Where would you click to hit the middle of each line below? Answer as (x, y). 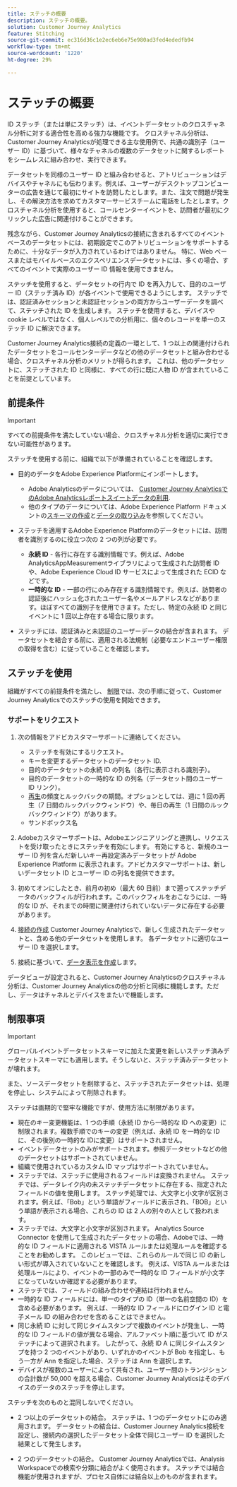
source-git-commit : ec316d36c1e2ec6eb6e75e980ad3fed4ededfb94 (101, 40)
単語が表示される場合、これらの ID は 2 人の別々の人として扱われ (119, 1211)
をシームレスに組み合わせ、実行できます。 (69, 159)
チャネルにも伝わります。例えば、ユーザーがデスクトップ (115, 183)
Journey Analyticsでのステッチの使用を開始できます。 (86, 700)
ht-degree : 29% (30, 60)
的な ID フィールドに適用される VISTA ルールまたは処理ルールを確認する (122, 1246)
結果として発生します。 (51, 1444)
